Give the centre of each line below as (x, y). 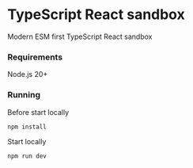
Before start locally (38, 112)
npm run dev (27, 156)
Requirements (35, 57)
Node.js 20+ (28, 74)
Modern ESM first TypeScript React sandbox (80, 36)
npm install (27, 127)
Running (24, 95)
